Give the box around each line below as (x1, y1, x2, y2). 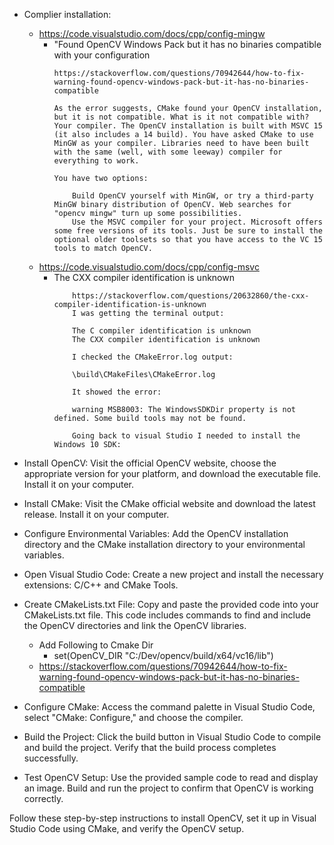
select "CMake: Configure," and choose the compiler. (23, 712, 244, 723)
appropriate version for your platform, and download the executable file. (23, 468, 321, 479)
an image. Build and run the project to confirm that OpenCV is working (23, 782, 314, 794)
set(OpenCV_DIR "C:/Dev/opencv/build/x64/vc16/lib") (53, 650, 274, 661)
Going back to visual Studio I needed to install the (72, 431, 301, 441)
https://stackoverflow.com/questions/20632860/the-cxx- (72, 291, 310, 301)
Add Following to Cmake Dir (38, 639, 154, 651)
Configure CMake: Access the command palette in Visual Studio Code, (23, 701, 316, 713)
